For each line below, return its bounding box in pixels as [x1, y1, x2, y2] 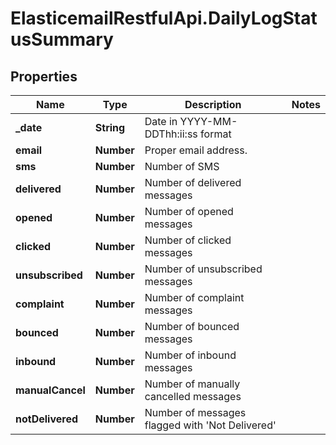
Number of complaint [144, 291, 245, 304]
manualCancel [15, 383, 86, 397]
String [94, 121, 126, 134]
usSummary [10, 28, 114, 51]
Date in [144, 115, 178, 128]
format [200, 127, 232, 141]
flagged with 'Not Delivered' [144, 418, 277, 432]
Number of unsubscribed [144, 262, 263, 276]
